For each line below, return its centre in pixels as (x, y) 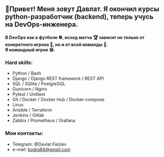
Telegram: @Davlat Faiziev (39, 144)
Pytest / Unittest (29, 94)
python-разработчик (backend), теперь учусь (80, 17)
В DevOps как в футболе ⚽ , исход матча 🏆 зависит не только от (75, 37)
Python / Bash (26, 73)
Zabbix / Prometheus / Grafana (44, 120)
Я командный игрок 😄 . (30, 49)
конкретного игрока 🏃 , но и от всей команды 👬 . (57, 44)
